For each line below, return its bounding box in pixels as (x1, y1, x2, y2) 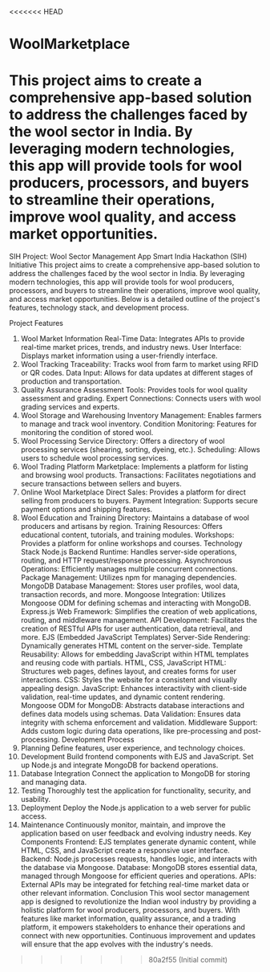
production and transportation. (20, 376, 123, 386)
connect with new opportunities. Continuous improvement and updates (20, 931, 256, 941)
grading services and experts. (20, 402, 120, 412)
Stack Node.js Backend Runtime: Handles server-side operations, (20, 547, 237, 557)
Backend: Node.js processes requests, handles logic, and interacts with (20, 854, 257, 864)
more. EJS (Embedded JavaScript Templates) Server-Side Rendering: (20, 632, 251, 642)
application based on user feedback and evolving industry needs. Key (20, 828, 252, 838)
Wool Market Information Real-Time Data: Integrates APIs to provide (20, 334, 245, 344)
